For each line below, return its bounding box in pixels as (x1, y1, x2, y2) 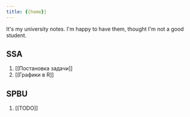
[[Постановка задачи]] (14, 65, 73, 72)
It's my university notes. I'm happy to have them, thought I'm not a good (6, 25, 184, 32)
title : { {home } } (6, 8, 47, 15)
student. (6, 31, 27, 39)
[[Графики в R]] (14, 71, 54, 79)
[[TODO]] (14, 104, 38, 112)
